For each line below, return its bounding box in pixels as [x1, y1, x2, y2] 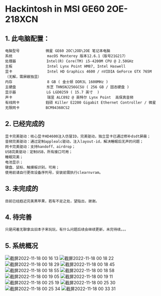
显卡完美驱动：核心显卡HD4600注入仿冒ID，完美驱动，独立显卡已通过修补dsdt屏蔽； [5, 134, 151, 139]
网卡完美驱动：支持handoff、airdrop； [5, 144, 76, 149]
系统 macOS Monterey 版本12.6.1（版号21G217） [5, 54, 128, 58]
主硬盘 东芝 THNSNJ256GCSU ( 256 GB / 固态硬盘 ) [5, 85, 129, 90]
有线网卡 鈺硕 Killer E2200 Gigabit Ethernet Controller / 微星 [5, 100, 157, 105]
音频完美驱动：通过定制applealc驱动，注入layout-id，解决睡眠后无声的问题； [5, 139, 143, 144]
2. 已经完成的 [5, 120, 45, 128]
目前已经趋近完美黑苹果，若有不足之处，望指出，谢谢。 [5, 199, 100, 203]
